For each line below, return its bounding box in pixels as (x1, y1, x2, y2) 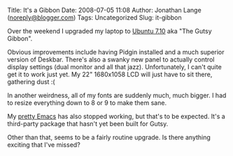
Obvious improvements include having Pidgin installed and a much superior (7, 48, 225, 56)
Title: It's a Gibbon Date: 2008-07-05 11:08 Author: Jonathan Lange (7, 6, 202, 14)
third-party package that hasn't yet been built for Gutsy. (7, 120, 169, 128)
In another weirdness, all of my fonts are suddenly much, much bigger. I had (7, 91, 227, 99)
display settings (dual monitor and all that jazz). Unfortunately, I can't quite (7, 63, 222, 71)
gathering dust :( (7, 78, 55, 86)
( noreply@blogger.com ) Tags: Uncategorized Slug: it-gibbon (7, 13, 182, 22)
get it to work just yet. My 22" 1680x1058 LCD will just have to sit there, (7, 70, 213, 78)
